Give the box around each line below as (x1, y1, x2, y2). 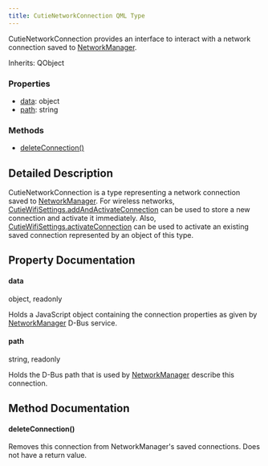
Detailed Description (8, 166, 114, 180)
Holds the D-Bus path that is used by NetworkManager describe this (8, 370, 235, 379)
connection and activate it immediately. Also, (8, 214, 156, 223)
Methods (8, 125, 44, 136)
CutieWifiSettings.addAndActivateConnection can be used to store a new (8, 205, 250, 215)
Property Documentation (8, 254, 136, 268)
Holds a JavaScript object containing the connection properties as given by (8, 309, 258, 319)
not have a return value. (8, 451, 87, 460)
